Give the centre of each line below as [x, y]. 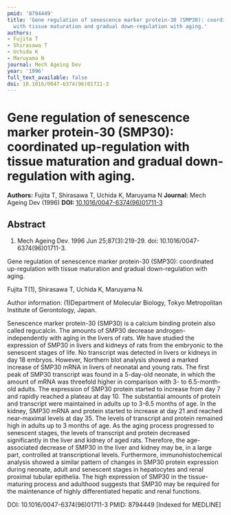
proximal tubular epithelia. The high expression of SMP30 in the [97, 476]
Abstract [26, 224]
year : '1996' [26, 71]
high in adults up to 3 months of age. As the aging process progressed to [111, 426]
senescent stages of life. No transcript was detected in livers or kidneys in [112, 352]
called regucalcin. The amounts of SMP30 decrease [81, 330]
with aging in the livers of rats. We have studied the [122, 338]
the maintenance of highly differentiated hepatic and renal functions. [104, 491]
